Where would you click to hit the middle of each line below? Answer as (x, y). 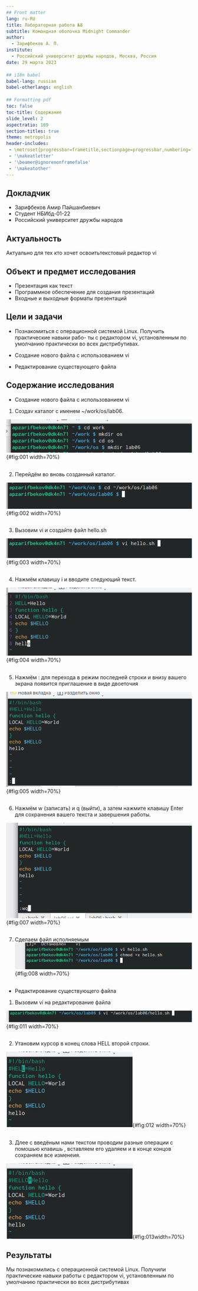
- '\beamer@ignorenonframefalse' (50, 162)
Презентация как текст (44, 285)
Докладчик (28, 193)
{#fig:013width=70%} (159, 1237)
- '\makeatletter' (31, 156)
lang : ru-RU (21, 19)
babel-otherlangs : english (39, 88)
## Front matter (26, 12)
